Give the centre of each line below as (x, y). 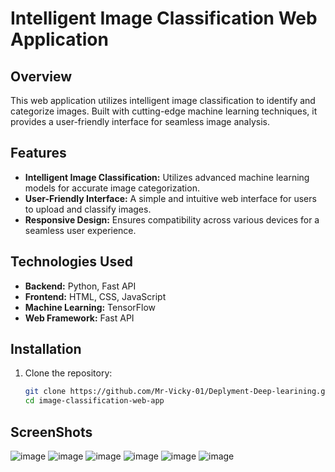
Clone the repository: (68, 373)
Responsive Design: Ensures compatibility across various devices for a (172, 219)
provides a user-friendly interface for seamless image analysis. (140, 121)
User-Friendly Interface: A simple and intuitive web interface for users (170, 198)
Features (38, 153)
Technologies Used (71, 262)
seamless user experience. (80, 230)
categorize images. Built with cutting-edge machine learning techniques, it (164, 111)
